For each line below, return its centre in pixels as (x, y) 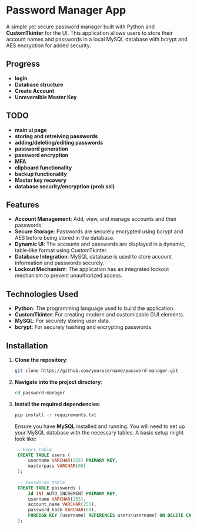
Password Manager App (66, 10)
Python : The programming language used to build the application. (95, 308)
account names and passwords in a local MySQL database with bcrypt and (97, 39)
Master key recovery (40, 180)
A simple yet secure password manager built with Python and (80, 27)
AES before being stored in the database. (64, 238)
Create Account (34, 91)
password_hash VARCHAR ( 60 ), (62, 510)
